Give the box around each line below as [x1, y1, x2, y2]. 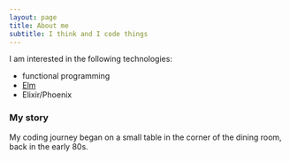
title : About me [9, 21, 69, 30]
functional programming [21, 71, 111, 81]
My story [9, 111, 49, 124]
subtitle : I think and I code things [9, 29, 149, 38]
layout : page [9, 12, 57, 22]
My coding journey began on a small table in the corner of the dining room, [9, 132, 282, 142]
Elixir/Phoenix [21, 89, 72, 100]
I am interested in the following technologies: [9, 54, 172, 65]
